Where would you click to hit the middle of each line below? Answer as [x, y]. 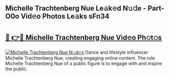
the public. [17, 69]
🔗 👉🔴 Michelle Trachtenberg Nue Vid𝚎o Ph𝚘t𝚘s [84, 37]
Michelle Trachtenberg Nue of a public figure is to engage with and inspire [84, 63]
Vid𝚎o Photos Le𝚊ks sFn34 [65, 17]
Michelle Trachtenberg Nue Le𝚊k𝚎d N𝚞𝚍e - [76, 8]
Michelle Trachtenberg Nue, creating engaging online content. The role [80, 58]
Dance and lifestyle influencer [117, 52]
